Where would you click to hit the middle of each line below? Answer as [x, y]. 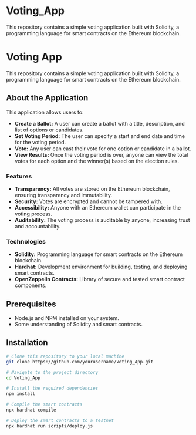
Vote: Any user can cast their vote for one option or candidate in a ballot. [103, 149]
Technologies [26, 241]
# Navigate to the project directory [52, 372]
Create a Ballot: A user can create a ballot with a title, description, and [99, 123]
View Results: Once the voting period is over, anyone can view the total [101, 154]
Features [19, 176]
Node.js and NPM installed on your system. [67, 318]
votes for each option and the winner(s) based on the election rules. [97, 161]
